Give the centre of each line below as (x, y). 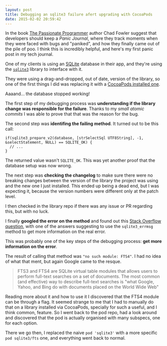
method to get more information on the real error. (56, 231)
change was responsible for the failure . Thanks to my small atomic (75, 109)
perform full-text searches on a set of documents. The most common (88, 276)
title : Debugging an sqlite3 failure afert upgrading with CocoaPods (79, 14)
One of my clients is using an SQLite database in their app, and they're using (84, 64)
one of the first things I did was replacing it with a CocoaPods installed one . (83, 84)
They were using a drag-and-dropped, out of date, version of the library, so (83, 79)
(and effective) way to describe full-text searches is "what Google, (86, 282)
